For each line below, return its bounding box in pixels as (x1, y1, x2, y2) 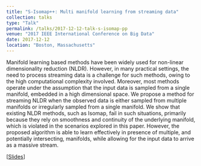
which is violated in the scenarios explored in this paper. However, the (6, 122, 180, 129)
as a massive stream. (6, 141, 59, 149)
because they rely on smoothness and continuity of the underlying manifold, (6, 116, 196, 123)
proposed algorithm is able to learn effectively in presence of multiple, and (6, 128, 191, 135)
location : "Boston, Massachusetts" (6, 43, 96, 49)
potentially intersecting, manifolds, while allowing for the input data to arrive (6, 135, 194, 142)
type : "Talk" (6, 20, 39, 26)
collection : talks (6, 14, 52, 20)
